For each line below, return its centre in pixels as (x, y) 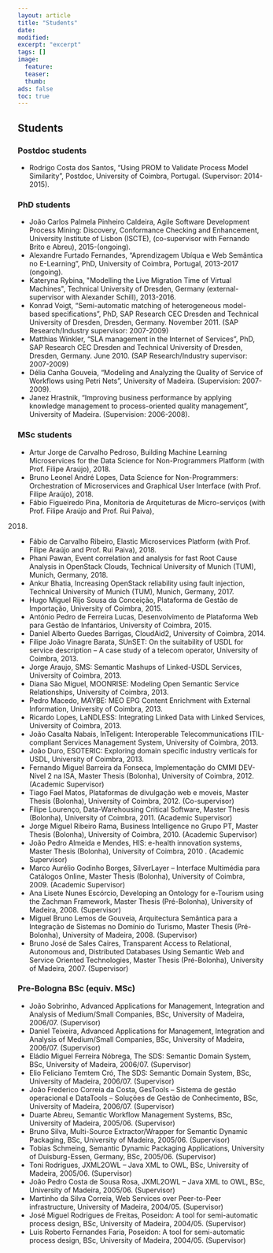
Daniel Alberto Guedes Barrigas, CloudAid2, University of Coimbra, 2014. (147, 633)
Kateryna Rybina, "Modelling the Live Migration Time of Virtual (130, 281)
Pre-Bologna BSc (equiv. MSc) (76, 988)
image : (28, 60)
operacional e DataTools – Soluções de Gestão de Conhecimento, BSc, (144, 1098)
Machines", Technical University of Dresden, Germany (117, 289)
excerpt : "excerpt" (50, 45)
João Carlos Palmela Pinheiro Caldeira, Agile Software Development (139, 222)
